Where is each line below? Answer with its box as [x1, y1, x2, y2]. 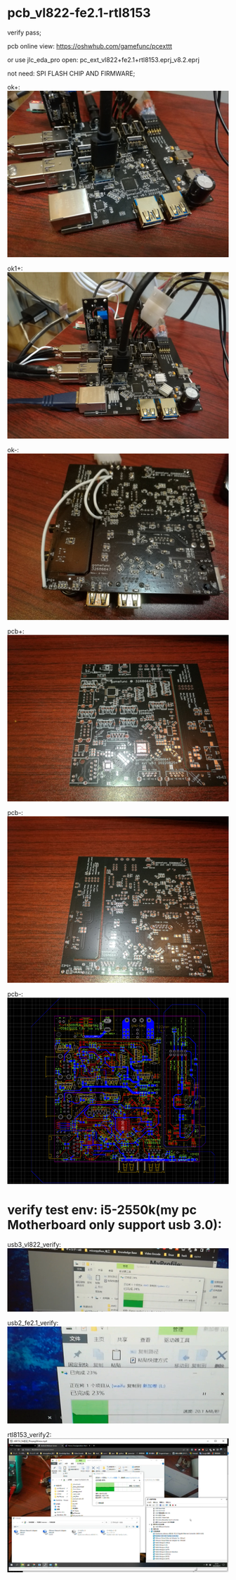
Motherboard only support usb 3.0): [7, 1217, 223, 1233]
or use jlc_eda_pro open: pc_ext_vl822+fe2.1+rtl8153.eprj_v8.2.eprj [7, 55, 200, 64]
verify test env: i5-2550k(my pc [7, 1202, 197, 1218]
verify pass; [7, 28, 42, 37]
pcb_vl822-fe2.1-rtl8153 [7, 5, 151, 21]
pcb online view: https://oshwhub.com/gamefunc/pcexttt [7, 42, 173, 50]
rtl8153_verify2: [7, 1431, 52, 1439]
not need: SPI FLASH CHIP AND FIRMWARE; [7, 69, 136, 77]
